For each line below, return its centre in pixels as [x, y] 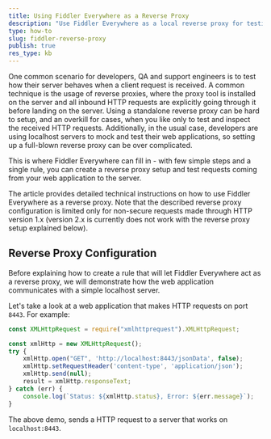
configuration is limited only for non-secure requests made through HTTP [130, 211]
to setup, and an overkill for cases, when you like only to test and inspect [129, 119]
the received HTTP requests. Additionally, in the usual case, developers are [133, 128]
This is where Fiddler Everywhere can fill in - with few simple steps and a [130, 161]
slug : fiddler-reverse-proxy [57, 38]
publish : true [32, 46]
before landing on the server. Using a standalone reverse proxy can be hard [134, 111]
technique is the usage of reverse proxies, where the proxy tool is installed [132, 93]
